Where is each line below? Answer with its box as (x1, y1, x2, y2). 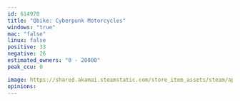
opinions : (7, 83, 37, 90)
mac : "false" (7, 30, 46, 38)
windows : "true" (7, 23, 56, 31)
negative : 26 (7, 51, 46, 58)
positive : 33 (7, 43, 46, 51)
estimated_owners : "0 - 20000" (7, 57, 101, 64)
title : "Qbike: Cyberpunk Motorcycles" (7, 17, 126, 24)
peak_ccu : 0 (7, 63, 43, 70)
